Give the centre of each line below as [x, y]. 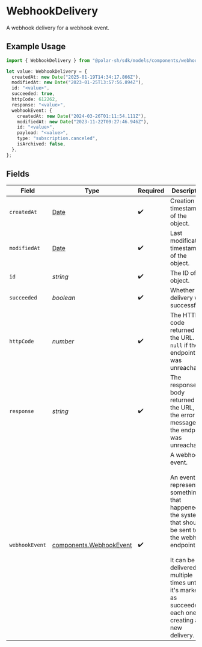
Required [151, 191]
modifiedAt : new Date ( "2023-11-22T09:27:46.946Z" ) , [83, 121]
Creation [182, 201]
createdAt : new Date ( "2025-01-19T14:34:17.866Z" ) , [76, 77]
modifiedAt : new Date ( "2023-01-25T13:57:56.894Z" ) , [78, 82]
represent [184, 485]
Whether [182, 290]
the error [183, 415]
